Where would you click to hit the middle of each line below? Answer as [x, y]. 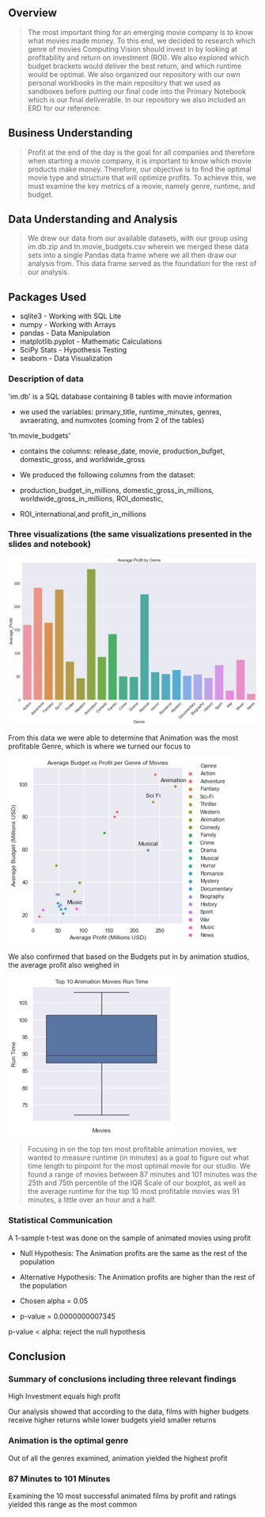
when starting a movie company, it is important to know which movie [139, 160]
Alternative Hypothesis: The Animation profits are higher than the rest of [137, 1276]
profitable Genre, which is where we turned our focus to [100, 746]
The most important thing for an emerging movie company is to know [140, 32]
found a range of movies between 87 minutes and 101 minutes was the [142, 1175]
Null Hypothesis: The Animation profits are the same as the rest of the [133, 1253]
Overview [33, 13]
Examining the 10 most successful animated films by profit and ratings [122, 1496]
